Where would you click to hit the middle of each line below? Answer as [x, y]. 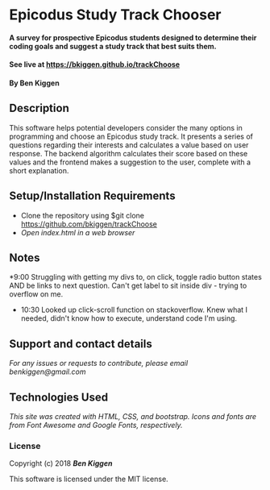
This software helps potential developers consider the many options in [126, 127]
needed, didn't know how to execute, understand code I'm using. [129, 318]
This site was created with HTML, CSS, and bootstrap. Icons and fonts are [133, 417]
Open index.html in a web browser [78, 232]
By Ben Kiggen [34, 83]
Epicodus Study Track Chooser [115, 15]
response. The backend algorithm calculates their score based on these [129, 153]
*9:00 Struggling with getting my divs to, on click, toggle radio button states [136, 277]
